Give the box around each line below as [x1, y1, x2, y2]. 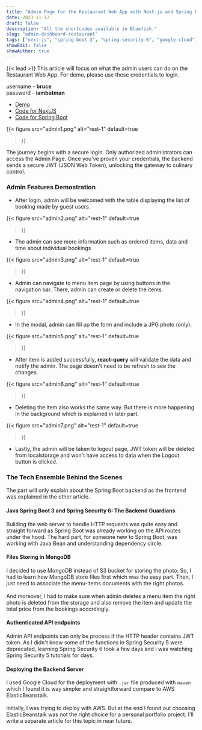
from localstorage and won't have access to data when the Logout [14, 452, 180, 459]
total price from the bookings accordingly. [6, 605, 110, 612]
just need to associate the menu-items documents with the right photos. [6, 579, 185, 587]
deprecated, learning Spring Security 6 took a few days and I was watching [6, 645, 193, 652]
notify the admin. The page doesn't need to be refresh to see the [14, 362, 176, 370]
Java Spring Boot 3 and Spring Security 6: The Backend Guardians [6, 507, 176, 514]
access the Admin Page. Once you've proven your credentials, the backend [6, 155, 194, 162]
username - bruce [6, 83, 52, 90]
